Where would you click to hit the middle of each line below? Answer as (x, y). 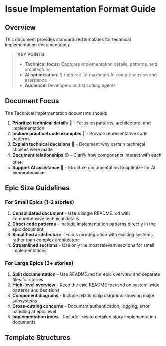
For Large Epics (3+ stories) (39, 263)
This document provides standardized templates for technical (68, 39)
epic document (28, 229)
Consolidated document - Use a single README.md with (71, 213)
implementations (29, 250)
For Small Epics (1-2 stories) (40, 202)
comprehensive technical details (45, 218)
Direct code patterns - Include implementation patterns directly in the (84, 224)
